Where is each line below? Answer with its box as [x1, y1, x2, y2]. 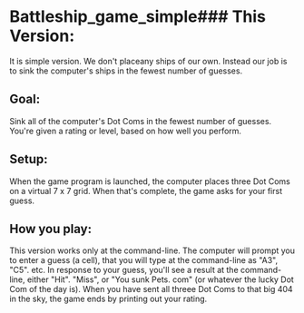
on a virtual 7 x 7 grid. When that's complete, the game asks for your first [9, 185, 283, 196]
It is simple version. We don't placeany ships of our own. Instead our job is [9, 55, 288, 66]
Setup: [9, 152, 48, 167]
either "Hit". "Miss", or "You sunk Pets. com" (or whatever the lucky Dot [26, 274, 295, 285]
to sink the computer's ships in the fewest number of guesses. [9, 65, 243, 76]
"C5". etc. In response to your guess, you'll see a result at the [9, 265, 239, 276]
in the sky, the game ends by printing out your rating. [9, 293, 208, 305]
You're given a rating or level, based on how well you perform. [9, 125, 242, 136]
